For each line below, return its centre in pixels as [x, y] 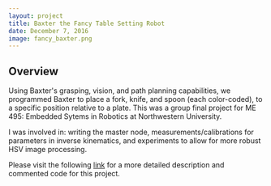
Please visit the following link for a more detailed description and [116, 165]
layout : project [36, 16]
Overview [34, 71]
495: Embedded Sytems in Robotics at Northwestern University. [115, 116]
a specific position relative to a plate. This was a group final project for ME [133, 108]
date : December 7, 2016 [49, 31]
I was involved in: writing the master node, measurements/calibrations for [131, 132]
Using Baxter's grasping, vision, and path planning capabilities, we [120, 91]
